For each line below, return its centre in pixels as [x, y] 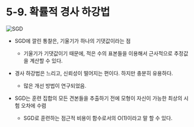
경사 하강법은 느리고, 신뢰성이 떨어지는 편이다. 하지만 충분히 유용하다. [94, 73]
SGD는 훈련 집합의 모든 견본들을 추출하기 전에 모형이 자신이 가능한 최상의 [98, 98]
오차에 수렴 [34, 105]
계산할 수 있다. [46, 61]
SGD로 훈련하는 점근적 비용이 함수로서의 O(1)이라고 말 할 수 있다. [98, 118]
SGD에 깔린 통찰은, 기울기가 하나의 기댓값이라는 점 [73, 41]
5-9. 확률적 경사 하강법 [58, 12]
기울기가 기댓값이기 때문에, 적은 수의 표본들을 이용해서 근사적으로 [98, 53]
